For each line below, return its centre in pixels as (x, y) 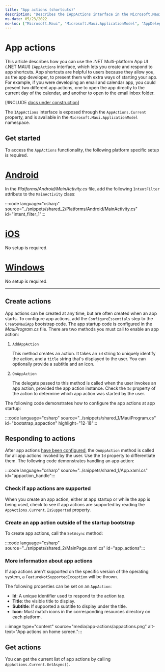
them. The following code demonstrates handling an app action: (70, 461)
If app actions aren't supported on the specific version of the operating (77, 572)
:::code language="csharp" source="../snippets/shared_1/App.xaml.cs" (77, 470)
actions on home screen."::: (55, 632)
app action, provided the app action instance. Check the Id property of (84, 388)
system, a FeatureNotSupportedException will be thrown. (62, 577)
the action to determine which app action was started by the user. (79, 393)
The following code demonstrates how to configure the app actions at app (80, 403)
